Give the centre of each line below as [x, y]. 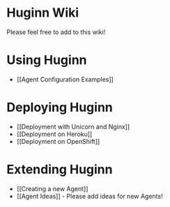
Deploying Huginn [60, 107]
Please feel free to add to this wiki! [56, 32]
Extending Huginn [60, 169]
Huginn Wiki [43, 13]
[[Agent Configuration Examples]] [65, 79]
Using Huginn [47, 60]
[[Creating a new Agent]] [52, 188]
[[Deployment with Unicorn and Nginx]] [73, 126]
